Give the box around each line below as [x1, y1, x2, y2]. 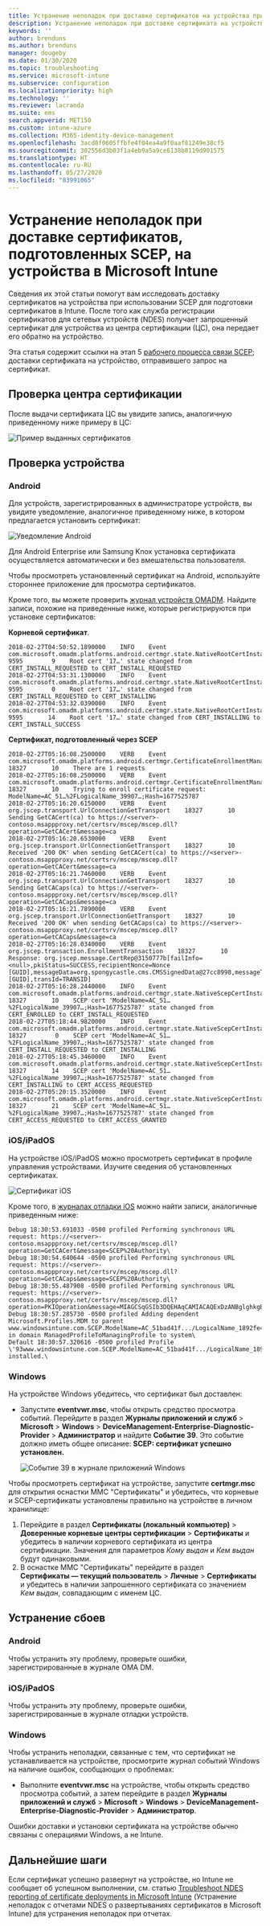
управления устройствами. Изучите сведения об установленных [8, 1161, 232, 1171]
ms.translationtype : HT [8, 154, 88, 162]
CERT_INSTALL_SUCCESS [8, 721, 81, 729]
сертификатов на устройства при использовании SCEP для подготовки [8, 297, 253, 306]
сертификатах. [8, 1170, 59, 1180]
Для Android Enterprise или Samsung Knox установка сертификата [8, 547, 235, 556]
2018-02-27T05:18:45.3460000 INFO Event [8, 1053, 167, 1062]
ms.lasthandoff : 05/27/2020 [8, 169, 103, 177]
